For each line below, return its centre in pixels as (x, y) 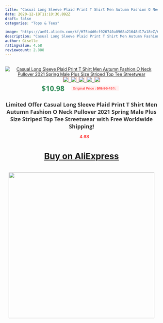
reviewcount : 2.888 (25, 50)
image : (12, 32)
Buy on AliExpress (81, 156)
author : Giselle (21, 41)
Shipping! (81, 126)
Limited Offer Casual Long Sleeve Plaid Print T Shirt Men (81, 104)
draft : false (18, 18)
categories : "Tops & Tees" (32, 23)
